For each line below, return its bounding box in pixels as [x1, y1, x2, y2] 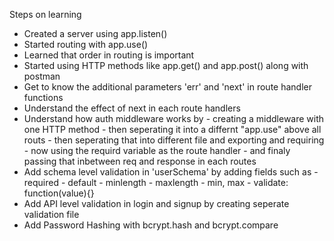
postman [23, 70, 61, 82]
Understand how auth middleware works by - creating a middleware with [23, 113, 325, 124]
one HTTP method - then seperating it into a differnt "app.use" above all [23, 124, 322, 135]
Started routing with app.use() [23, 39, 149, 50]
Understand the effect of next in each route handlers [23, 102, 241, 114]
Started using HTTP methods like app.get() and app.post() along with [23, 60, 309, 71]
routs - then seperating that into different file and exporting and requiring [23, 134, 325, 146]
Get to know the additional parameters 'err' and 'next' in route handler [23, 81, 312, 93]
